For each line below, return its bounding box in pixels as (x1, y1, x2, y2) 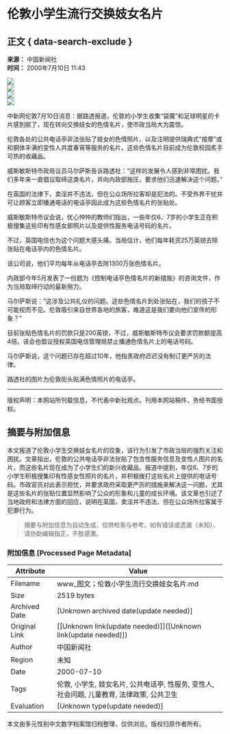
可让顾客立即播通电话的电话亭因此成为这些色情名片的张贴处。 (7, 198, 181, 206)
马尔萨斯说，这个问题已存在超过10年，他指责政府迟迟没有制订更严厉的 (7, 352, 205, 360)
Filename (10, 579, 40, 589)
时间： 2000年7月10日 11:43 (7, 64, 86, 72)
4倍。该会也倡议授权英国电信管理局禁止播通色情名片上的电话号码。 (7, 338, 197, 345)
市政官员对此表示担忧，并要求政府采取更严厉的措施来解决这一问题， (18, 480, 211, 488)
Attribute (15, 567, 46, 576)
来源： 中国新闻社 (7, 56, 57, 63)
